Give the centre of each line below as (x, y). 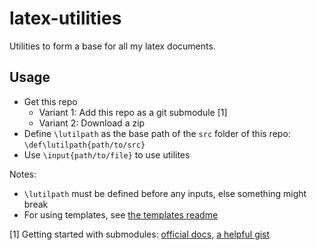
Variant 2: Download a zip (92, 123)
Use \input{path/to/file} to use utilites (107, 154)
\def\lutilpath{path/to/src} (84, 145)
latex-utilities (65, 18)
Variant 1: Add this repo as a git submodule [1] (133, 112)
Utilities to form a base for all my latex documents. (112, 46)
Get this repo (50, 101)
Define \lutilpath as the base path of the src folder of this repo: (157, 133)
